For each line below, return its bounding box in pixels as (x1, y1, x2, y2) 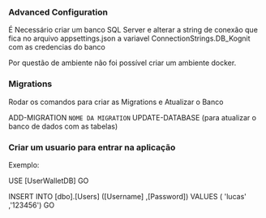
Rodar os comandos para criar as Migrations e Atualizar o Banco (8, 97, 224, 107)
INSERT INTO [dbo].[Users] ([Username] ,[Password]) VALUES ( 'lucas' (8, 191, 247, 201)
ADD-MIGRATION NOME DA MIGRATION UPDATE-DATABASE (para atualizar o (8, 112, 257, 122)
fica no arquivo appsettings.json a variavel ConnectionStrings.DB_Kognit (8, 33, 251, 43)
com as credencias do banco (8, 42, 105, 52)
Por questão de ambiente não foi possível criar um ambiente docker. (8, 58, 237, 68)
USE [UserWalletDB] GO (8, 176, 89, 185)
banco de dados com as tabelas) (8, 121, 118, 131)
